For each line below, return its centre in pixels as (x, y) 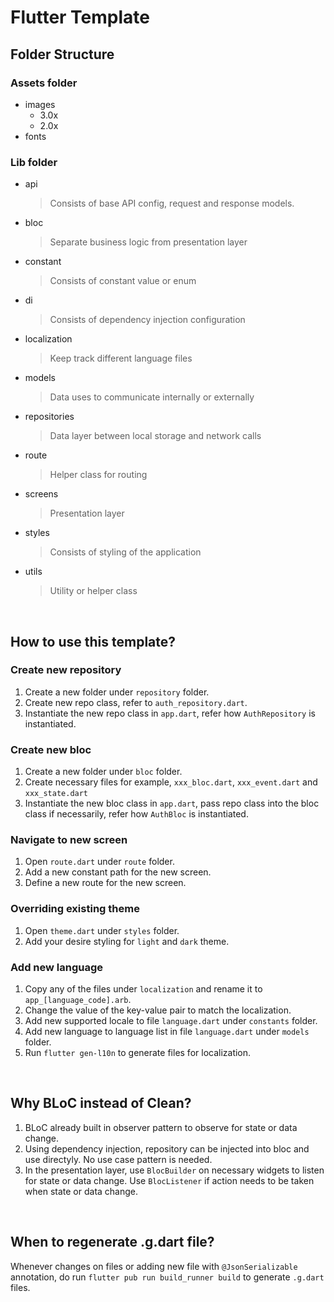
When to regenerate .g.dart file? (112, 1242)
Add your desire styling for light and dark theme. (127, 941)
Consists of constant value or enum (123, 281)
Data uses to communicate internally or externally (152, 397)
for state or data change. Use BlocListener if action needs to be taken (169, 1180)
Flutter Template (80, 17)
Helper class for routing (98, 475)
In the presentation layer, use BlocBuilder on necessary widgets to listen (174, 1170)
